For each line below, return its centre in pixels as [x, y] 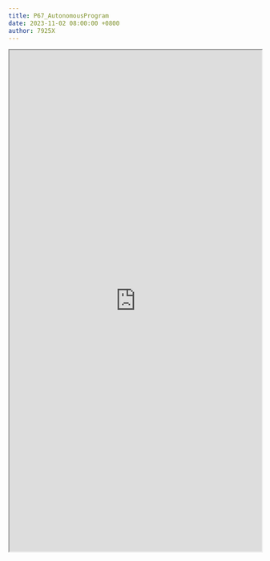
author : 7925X [32, 30]
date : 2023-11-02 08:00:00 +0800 [64, 23]
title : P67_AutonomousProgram [59, 16]
